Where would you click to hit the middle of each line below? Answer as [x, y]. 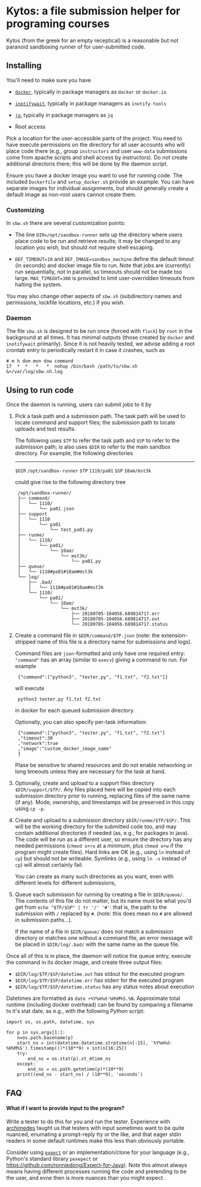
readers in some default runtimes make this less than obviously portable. [96, 1140]
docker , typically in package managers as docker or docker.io [91, 92]
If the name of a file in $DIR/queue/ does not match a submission [94, 931]
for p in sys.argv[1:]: [36, 1033]
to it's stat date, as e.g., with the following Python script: [75, 1011]
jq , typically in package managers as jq [64, 115]
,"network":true [38, 744]
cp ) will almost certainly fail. [49, 865]
